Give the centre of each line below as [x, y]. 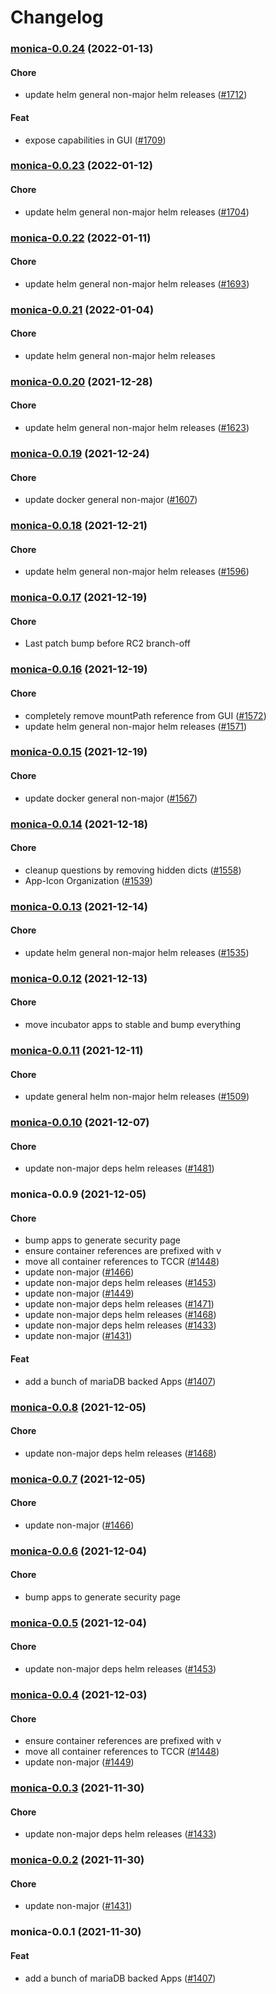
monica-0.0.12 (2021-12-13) [79, 978]
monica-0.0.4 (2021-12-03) [79, 1695]
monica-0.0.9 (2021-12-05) [78, 1194]
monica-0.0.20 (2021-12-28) [81, 381]
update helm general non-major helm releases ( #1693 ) [137, 283]
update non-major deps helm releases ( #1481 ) [119, 1168]
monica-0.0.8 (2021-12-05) [78, 1407]
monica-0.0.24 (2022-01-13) [82, 49]
